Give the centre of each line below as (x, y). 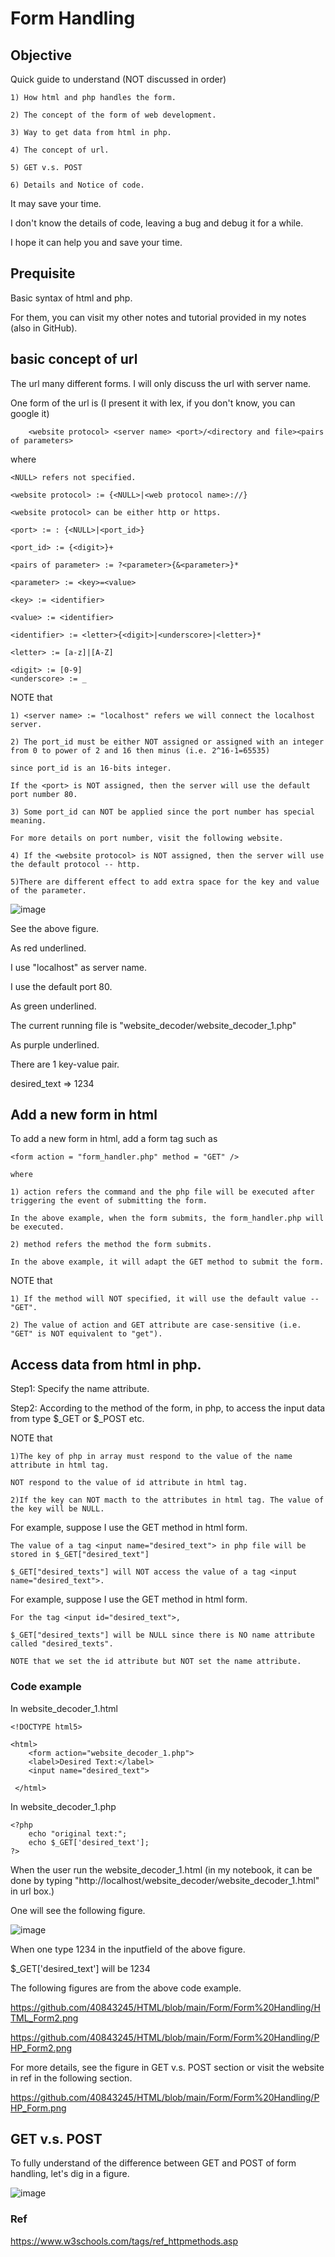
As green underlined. (53, 1006)
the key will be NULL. (57, 1509)
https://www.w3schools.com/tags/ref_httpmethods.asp (124, 2241)
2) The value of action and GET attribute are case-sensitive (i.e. (156, 1325)
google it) (30, 413)
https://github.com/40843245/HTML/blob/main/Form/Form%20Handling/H (165, 2007)
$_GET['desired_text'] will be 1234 (80, 1968)
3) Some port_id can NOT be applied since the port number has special (162, 812)
